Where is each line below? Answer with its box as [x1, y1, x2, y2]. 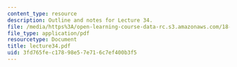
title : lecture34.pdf [7, 43, 71, 50]
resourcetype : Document [7, 36, 78, 43]
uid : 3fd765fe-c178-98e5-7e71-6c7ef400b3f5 [7, 50, 138, 57]
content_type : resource [7, 10, 78, 17]
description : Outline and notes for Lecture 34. [7, 17, 153, 24]
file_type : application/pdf [7, 29, 90, 37]
